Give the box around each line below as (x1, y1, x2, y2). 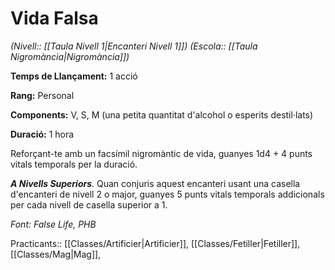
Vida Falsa (10, 7, 99, 30)
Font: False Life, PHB (10, 218, 97, 230)
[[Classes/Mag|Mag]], (10, 248, 102, 260)
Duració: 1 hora (10, 128, 75, 140)
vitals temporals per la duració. (10, 158, 138, 170)
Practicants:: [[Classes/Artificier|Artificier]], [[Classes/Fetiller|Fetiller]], (10, 237, 301, 249)
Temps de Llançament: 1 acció (10, 70, 138, 82)
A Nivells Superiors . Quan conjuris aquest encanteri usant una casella (10, 177, 301, 189)
